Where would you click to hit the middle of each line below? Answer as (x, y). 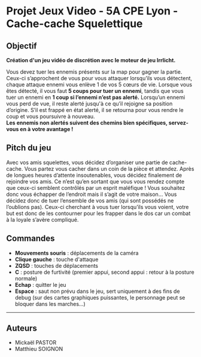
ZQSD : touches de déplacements (57, 265)
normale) (26, 278)
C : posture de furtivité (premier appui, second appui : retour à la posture (104, 272)
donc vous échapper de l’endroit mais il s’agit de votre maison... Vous (92, 194)
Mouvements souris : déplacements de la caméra (77, 253)
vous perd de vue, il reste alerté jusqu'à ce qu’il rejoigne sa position (89, 104)
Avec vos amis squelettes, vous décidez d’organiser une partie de (87, 162)
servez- (179, 123)
